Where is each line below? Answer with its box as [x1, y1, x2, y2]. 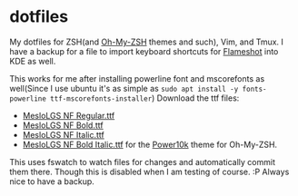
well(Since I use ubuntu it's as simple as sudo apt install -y [9, 83, 239, 93]
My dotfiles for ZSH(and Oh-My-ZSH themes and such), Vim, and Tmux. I [9, 36, 284, 47]
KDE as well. [9, 55, 56, 66]
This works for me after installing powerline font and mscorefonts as [9, 73, 265, 83]
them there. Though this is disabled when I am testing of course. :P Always [9, 166, 290, 177]
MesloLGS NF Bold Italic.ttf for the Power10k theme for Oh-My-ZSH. [22, 139, 278, 150]
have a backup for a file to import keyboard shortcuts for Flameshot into [9, 45, 279, 56]
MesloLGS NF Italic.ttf [22, 129, 104, 140]
